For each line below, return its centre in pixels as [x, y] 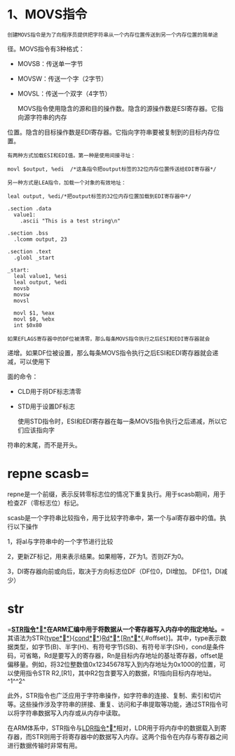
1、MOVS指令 [47, 14]
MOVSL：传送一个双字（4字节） [64, 93]
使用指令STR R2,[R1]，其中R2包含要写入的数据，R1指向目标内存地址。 [114, 673]
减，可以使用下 [29, 362]
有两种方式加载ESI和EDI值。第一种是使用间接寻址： [72, 155]
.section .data [29, 208]
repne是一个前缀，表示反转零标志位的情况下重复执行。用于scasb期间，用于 [116, 494]
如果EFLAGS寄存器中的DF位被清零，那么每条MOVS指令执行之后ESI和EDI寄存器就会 [109, 339]
